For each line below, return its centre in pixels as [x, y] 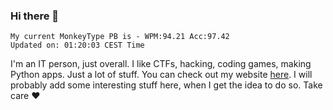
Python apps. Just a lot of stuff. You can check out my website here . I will [161, 75]
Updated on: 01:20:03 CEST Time [77, 45]
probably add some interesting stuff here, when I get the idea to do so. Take [166, 85]
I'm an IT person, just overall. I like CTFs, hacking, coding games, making [161, 64]
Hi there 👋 [35, 16]
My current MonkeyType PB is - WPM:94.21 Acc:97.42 [120, 37]
